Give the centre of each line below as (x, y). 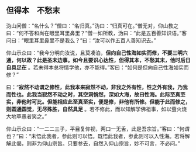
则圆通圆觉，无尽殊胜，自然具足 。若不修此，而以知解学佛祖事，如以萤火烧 (97, 109)
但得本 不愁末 (33, 11)
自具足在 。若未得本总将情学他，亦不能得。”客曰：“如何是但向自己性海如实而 (97, 67)
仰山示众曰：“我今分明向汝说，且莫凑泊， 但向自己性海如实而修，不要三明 (94, 53)
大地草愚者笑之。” (27, 116)
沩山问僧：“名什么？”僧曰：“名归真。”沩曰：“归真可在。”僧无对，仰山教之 (92, 26)
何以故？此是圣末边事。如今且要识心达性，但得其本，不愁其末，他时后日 (103, 60)
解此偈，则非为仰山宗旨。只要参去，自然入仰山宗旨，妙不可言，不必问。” (93, 143)
